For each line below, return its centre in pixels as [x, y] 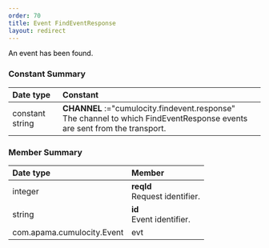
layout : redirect [37, 30]
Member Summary [45, 152]
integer [26, 191]
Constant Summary [47, 74]
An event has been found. [51, 54]
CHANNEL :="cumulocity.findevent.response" [149, 108]
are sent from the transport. [114, 128]
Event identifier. [161, 219]
